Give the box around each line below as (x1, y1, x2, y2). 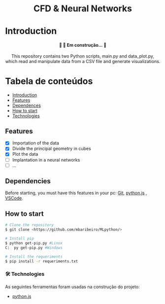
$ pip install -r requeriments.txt (5, 259, 78, 264)
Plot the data (12, 151, 38, 157)
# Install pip (5, 236, 34, 241)
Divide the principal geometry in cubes (12, 146, 91, 152)
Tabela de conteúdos (5, 75, 93, 87)
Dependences (12, 102, 41, 108)
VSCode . (5, 195, 24, 201)
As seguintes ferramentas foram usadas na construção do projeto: (5, 284, 140, 290)
